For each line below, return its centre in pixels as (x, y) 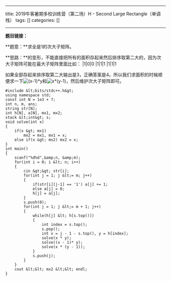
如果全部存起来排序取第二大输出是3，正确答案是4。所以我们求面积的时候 (82, 75)
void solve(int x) (25, 122)
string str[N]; (21, 109)
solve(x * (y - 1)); (63, 247)
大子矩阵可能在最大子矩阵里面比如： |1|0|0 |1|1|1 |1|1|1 (61, 64)
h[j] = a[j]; (46, 193)
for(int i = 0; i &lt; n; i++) (48, 162)
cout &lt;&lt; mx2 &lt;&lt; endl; (51, 269)
